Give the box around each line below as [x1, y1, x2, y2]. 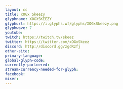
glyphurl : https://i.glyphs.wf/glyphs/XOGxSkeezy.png [5, 21, 119, 26]
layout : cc [5, 7, 28, 12]
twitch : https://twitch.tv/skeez [5, 35, 74, 40]
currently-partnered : [5, 62, 50, 67]
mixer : [5, 76, 19, 81]
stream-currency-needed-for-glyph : [5, 67, 79, 72]
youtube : [5, 30, 23, 35]
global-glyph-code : [5, 58, 45, 63]
